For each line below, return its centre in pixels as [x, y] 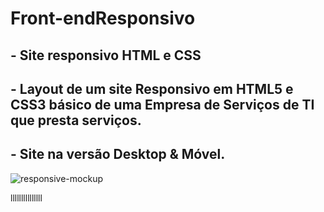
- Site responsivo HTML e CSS [106, 55]
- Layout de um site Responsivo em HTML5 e [152, 88]
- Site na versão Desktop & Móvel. [118, 154]
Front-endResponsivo [103, 18]
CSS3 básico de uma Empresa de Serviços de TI [162, 104]
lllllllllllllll [26, 198]
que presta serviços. [76, 120]
